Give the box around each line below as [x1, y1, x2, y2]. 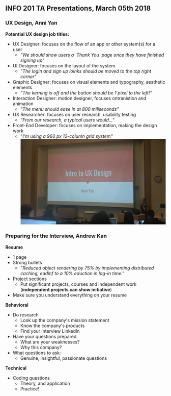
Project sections [12, 276, 47, 282]
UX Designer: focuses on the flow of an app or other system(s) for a [12, 41, 156, 47]
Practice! [20, 385, 39, 392]
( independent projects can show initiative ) [20, 286, 112, 292]
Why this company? [20, 344, 62, 350]
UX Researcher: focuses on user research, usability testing [12, 111, 136, 117]
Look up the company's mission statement [20, 317, 109, 323]
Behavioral [5, 302, 29, 308]
